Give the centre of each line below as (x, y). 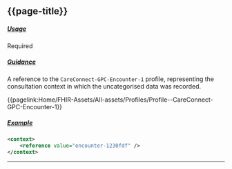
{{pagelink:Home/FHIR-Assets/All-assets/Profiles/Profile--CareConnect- (110, 100)
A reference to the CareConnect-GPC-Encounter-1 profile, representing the (110, 79)
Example (20, 122)
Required (20, 46)
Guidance (21, 62)
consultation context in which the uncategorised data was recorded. (104, 87)
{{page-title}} (38, 11)
